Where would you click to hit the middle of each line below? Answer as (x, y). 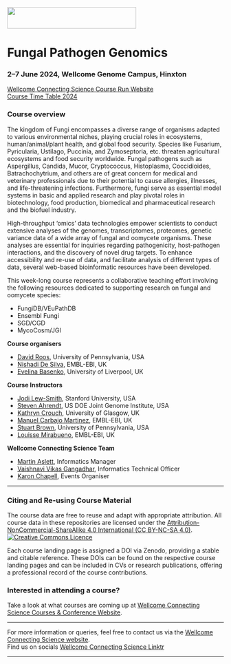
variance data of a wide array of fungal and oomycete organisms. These (109, 237)
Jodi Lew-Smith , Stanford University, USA (76, 398)
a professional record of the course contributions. (77, 572)
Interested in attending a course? (64, 590)
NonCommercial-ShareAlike (46, 530)
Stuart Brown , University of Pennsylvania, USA (83, 427)
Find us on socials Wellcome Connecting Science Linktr (86, 647)
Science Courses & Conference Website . (65, 612)
